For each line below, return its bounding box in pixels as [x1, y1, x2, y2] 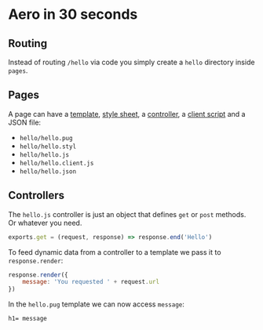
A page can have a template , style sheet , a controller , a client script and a [8, 109, 246, 118]
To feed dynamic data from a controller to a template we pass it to [8, 247, 221, 256]
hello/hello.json [19, 167, 77, 176]
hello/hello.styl [19, 143, 77, 150]
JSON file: [8, 118, 42, 127]
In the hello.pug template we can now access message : [8, 299, 184, 309]
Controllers [8, 189, 65, 202]
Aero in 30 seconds [8, 5, 138, 24]
